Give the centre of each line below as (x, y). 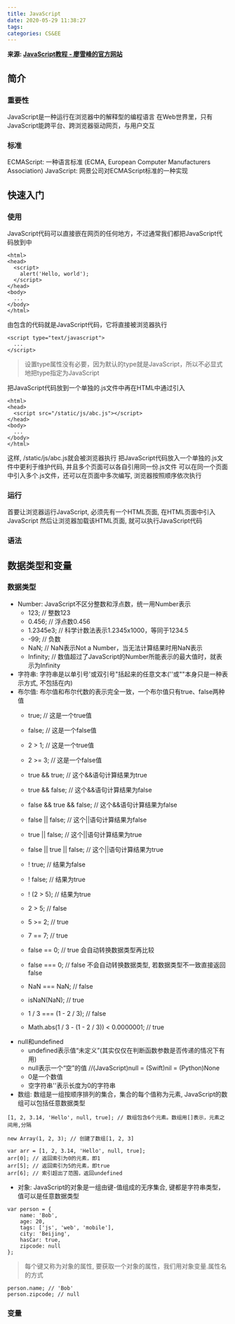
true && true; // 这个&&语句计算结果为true (87, 775)
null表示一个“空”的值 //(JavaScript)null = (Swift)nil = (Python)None (123, 1068)
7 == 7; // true (48, 935)
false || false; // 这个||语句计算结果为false (87, 820)
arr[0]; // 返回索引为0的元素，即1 (54, 1158)
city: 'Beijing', (45, 1233)
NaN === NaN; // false (60, 986)
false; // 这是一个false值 (62, 730)
